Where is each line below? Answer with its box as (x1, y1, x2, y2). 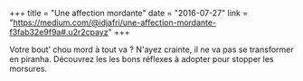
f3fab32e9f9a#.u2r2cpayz (9, 27, 109, 37)
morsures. (9, 63, 48, 74)
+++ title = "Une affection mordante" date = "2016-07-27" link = (9, 8, 249, 18)
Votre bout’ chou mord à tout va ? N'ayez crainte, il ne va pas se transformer (9, 44, 294, 55)
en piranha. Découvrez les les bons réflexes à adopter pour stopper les (9, 54, 274, 64)
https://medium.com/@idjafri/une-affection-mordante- (13, 17, 217, 28)
